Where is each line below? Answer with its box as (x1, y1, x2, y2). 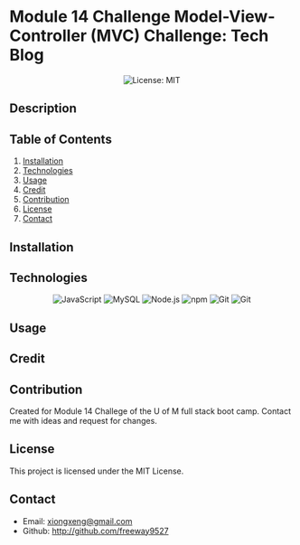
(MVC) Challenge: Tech (89, 25, 269, 46)
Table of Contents (9, 131, 113, 146)
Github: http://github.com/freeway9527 (22, 525, 169, 536)
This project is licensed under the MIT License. (9, 465, 184, 476)
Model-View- (173, 6, 276, 27)
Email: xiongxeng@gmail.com (22, 515, 133, 526)
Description (9, 101, 77, 117)
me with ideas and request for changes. (9, 415, 158, 426)
